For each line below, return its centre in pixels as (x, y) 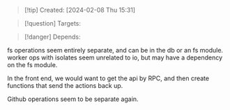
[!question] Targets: (53, 23)
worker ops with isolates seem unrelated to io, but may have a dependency (115, 57)
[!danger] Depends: (52, 37)
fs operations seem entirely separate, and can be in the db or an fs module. (115, 50)
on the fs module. (32, 65)
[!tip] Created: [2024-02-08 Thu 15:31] (80, 10)
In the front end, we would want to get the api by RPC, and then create (108, 78)
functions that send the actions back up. (65, 85)
